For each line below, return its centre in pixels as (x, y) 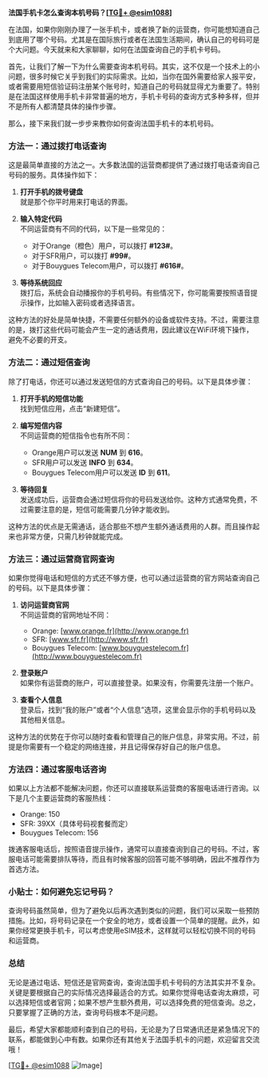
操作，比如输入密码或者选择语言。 (83, 303)
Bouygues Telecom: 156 (59, 833)
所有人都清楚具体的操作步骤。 (71, 106)
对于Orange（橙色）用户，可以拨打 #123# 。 (104, 246)
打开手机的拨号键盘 (51, 192)
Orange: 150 (40, 814)
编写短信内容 (41, 425)
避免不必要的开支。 (40, 340)
